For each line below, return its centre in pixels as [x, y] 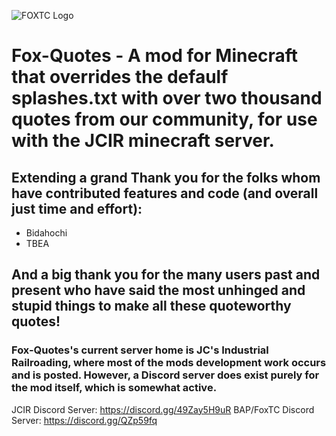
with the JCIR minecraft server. [143, 141]
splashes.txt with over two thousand [167, 98]
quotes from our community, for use [164, 119]
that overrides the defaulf [120, 77]
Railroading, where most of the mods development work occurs [169, 363]
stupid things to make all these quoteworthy [151, 306]
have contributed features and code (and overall [165, 193]
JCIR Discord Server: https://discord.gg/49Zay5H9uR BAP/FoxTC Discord [163, 409]
